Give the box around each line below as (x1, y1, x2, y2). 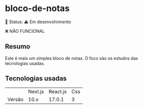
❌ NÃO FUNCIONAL (5, 28, 45, 34)
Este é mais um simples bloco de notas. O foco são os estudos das (5, 55, 139, 61)
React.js (48, 88, 67, 95)
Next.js (28, 88, 44, 95)
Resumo (5, 42, 30, 51)
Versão (7, 96, 24, 103)
